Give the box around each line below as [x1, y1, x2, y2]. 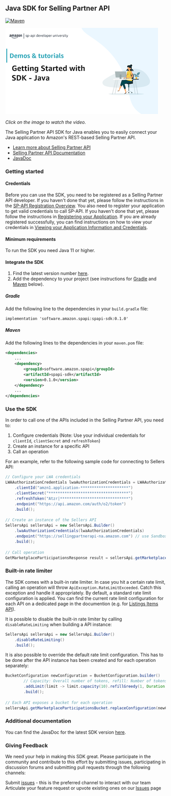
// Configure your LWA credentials [5, 475, 81, 480]
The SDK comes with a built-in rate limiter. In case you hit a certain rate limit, [5, 579, 165, 585]
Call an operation [12, 449, 49, 455]
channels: [5, 770, 26, 776]
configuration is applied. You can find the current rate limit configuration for [5, 595, 164, 601]
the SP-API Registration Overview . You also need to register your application [5, 203, 165, 209]
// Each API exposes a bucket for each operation [5, 700, 113, 705]
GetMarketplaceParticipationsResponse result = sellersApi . [5, 555, 136, 560]
